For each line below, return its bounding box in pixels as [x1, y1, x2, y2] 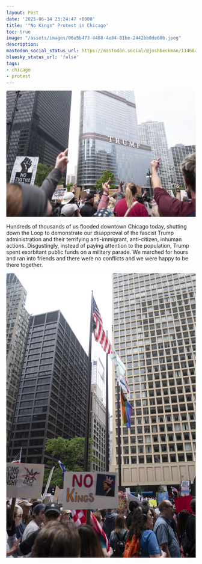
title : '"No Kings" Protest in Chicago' [6, 22, 109, 28]
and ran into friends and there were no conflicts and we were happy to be [6, 255, 188, 262]
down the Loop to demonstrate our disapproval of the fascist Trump [6, 229, 174, 237]
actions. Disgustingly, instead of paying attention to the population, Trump [6, 242, 189, 250]
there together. [6, 262, 43, 269]
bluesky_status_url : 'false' [6, 54, 79, 60]
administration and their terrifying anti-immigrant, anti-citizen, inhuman [6, 236, 182, 243]
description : [6, 41, 39, 48]
